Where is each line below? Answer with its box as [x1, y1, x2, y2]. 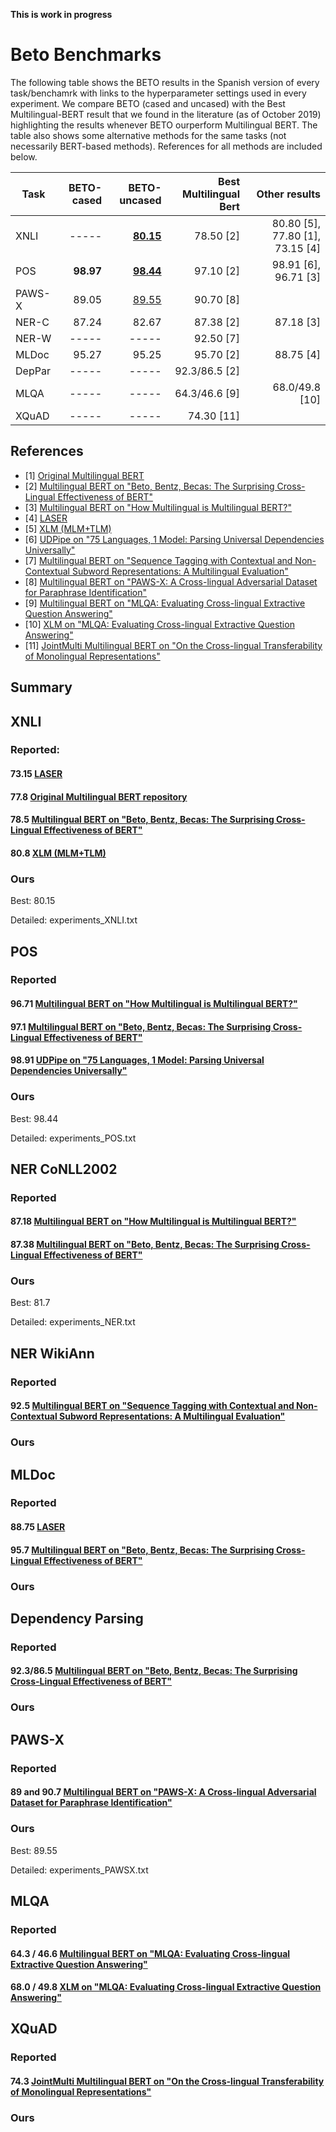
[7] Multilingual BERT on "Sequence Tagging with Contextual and [24, 554, 293, 566]
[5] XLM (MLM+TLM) [24, 522, 112, 534]
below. [10, 150, 38, 163]
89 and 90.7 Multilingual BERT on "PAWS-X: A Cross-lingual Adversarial [10, 1786, 317, 1798]
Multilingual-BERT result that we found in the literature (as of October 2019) [10, 108, 322, 120]
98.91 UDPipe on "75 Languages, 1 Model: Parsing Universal [10, 1054, 265, 1066]
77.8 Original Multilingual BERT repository [10, 790, 188, 803]
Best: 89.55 [10, 1844, 58, 1856]
